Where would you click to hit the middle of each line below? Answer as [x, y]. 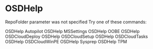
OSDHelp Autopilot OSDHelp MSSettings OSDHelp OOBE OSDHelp [72, 31]
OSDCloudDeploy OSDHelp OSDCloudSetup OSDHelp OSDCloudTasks [76, 36]
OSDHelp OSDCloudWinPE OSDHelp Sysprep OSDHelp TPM [66, 41]
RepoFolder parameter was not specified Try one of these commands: [76, 22]
